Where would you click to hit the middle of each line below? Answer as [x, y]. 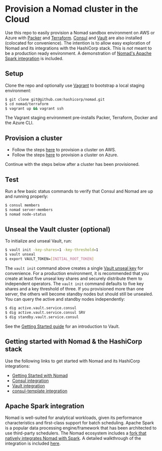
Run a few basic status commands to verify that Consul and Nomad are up [79, 191]
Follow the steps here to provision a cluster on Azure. [65, 155]
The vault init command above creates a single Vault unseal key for [74, 268]
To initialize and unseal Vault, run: [38, 241]
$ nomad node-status [26, 214]
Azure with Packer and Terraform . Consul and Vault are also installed [74, 38]
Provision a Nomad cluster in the [72, 9]
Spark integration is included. [34, 58]
